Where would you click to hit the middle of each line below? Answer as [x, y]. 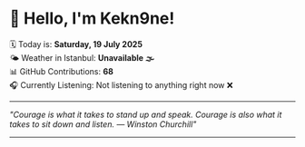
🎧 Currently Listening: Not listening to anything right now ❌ [121, 84]
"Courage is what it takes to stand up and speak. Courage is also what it [146, 114]
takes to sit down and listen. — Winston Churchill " [103, 124]
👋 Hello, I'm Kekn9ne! [92, 19]
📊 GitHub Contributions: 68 [61, 71]
